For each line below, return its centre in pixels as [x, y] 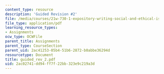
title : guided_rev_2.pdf [30, 59]
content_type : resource [29, 9]
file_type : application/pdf [34, 23]
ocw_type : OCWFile [24, 37]
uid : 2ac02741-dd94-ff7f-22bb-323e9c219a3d [50, 64]
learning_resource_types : [31, 28]
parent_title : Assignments [32, 41]
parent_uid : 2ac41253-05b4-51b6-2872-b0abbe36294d [58, 50]
